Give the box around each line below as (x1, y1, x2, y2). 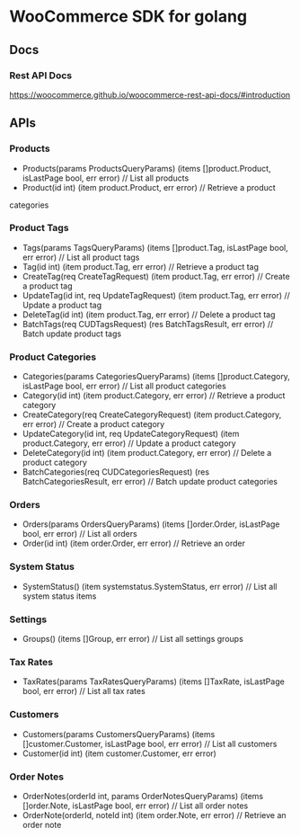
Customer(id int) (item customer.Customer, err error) (22, 748, 217, 759)
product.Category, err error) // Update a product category (22, 438, 236, 449)
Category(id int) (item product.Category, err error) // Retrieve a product (22, 390, 286, 401)
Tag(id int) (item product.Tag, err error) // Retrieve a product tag (22, 261, 259, 272)
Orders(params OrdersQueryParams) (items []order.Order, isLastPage (22, 519, 280, 530)
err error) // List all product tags (22, 252, 140, 263)
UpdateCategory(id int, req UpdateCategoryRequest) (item (22, 429, 240, 440)
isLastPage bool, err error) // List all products (22, 173, 190, 183)
